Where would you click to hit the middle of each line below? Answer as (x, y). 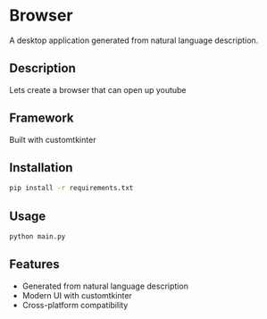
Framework (42, 118)
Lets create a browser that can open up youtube (98, 89)
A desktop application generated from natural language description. (134, 40)
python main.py (38, 237)
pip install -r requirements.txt (71, 189)
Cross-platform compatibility (75, 305)
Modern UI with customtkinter (77, 295)
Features (34, 264)
